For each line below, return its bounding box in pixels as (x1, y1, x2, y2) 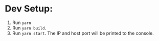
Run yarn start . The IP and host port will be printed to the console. (12, 30, 154, 36)
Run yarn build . (12, 24, 47, 30)
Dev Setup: (5, 3, 53, 14)
